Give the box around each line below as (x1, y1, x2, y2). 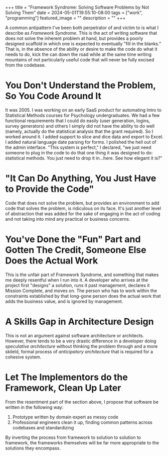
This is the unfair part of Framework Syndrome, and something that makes (5, 271, 159, 278)
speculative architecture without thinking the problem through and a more (5, 343, 158, 349)
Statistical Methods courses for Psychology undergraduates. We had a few (5, 112, 160, 118)
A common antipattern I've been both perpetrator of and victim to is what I (5, 25, 159, 31)
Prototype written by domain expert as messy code (12, 414, 119, 420)
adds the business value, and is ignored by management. (5, 298, 123, 304)
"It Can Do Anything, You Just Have (5, 173, 156, 184)
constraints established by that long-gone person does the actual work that (5, 293, 161, 299)
